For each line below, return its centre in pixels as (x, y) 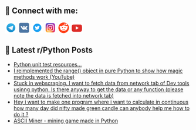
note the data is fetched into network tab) (64, 95)
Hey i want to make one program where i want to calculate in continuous (101, 102)
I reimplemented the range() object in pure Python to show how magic (98, 71)
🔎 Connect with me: (41, 11)
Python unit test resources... (48, 64)
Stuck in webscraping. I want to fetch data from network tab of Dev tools (101, 83)
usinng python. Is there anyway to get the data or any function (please (98, 89)
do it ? (21, 114)
